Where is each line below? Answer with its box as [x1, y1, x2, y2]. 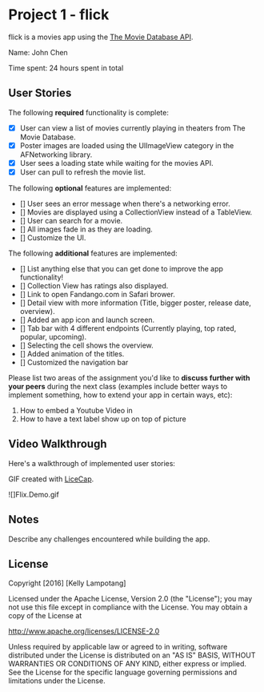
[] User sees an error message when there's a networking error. [19, 199, 230, 208]
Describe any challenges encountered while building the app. [8, 534, 210, 544]
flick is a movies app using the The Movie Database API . [8, 32, 194, 42]
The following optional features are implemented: [8, 183, 172, 193]
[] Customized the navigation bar [19, 358, 129, 367]
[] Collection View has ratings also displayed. [19, 281, 169, 290]
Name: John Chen [8, 47, 68, 57]
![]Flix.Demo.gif [8, 489, 60, 499]
